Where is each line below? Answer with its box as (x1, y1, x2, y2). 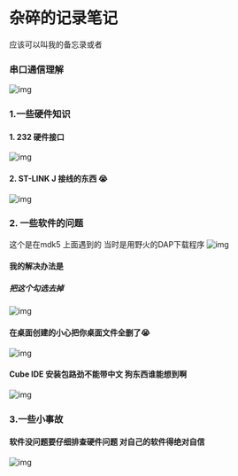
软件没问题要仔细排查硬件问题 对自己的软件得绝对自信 (9, 436, 205, 448)
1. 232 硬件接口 (9, 131, 65, 142)
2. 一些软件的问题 (9, 217, 84, 230)
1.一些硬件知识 (9, 108, 71, 121)
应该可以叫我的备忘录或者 (9, 39, 103, 50)
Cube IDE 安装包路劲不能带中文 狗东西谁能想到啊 (9, 369, 188, 379)
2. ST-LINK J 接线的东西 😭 (9, 173, 108, 183)
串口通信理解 (9, 63, 65, 75)
